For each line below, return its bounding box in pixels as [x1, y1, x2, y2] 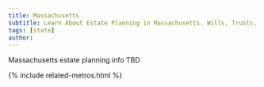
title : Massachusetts [8, 11, 80, 20]
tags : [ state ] [8, 26, 55, 34]
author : [8, 33, 34, 42]
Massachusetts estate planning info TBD [8, 55, 140, 65]
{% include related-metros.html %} [8, 70, 123, 80]
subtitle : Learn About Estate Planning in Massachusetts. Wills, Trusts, [8, 19, 258, 27]
